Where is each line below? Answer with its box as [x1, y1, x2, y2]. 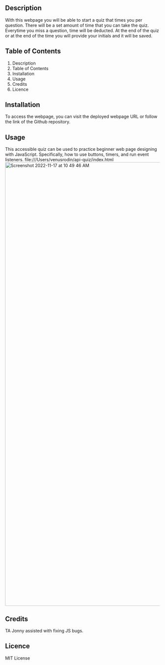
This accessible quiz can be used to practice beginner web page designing [5, 146, 157, 152]
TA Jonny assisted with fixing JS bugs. [5, 628, 83, 634]
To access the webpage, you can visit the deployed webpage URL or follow [5, 113, 158, 120]
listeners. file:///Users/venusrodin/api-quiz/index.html [5, 157, 114, 163]
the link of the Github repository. [5, 119, 71, 125]
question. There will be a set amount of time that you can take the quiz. [5, 22, 149, 28]
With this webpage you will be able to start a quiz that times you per [5, 17, 142, 23]
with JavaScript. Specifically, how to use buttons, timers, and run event [5, 151, 149, 157]
